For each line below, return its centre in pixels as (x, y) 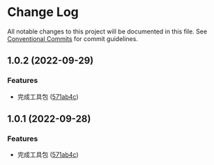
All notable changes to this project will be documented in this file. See (107, 31)
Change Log (43, 12)
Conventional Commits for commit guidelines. (72, 38)
